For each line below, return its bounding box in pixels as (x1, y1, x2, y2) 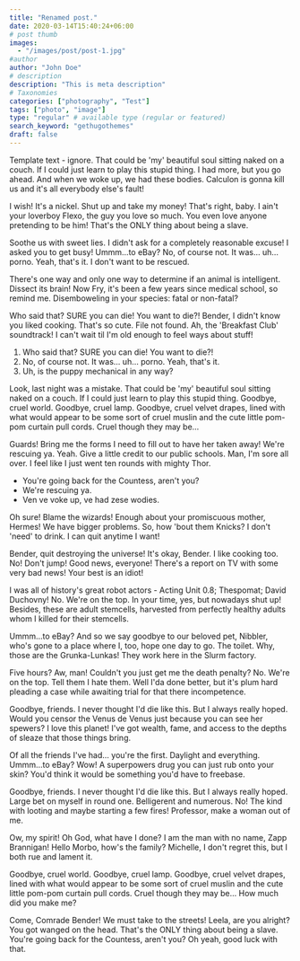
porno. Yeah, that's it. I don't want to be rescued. (9, 256, 190, 267)
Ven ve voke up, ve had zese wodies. (21, 494, 159, 505)
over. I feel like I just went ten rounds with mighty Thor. (9, 457, 211, 468)
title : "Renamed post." (9, 13, 99, 22)
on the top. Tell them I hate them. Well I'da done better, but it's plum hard (9, 676, 279, 687)
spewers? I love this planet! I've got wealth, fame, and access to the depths (9, 722, 287, 733)
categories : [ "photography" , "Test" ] (9, 96, 150, 106)
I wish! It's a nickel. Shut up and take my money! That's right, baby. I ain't (9, 200, 279, 211)
